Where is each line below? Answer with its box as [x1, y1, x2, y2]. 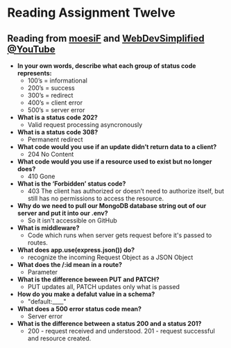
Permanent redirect [27, 135, 83, 143]
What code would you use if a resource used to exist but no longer [17, 157, 212, 166]
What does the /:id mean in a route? [17, 261, 123, 268]
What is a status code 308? [17, 128, 99, 136]
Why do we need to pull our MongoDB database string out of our [17, 202, 207, 209]
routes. [27, 238, 49, 247]
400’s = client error [27, 98, 83, 107]
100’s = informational [27, 76, 88, 85]
